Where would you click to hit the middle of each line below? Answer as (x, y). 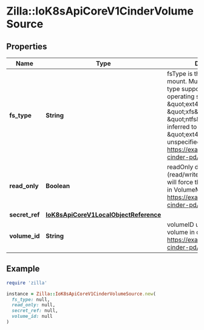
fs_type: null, (31, 299)
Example (23, 269)
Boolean (58, 186)
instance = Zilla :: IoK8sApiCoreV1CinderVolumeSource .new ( (81, 294)
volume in (181, 232)
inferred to (182, 127)
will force (180, 182)
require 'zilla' (27, 283)
